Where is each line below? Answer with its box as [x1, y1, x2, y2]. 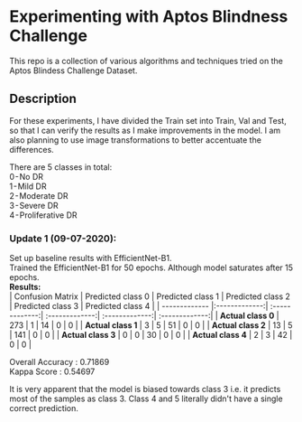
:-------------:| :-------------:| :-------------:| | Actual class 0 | [45, 310, 279, 322]
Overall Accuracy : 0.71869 [9, 357, 110, 368]
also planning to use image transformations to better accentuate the [9, 134, 261, 145]
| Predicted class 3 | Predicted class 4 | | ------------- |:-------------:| [9, 301, 269, 312]
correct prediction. [9, 403, 79, 414]
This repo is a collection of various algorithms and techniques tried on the [9, 55, 284, 66]
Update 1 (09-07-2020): [9, 232, 117, 245]
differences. [9, 144, 54, 155]
